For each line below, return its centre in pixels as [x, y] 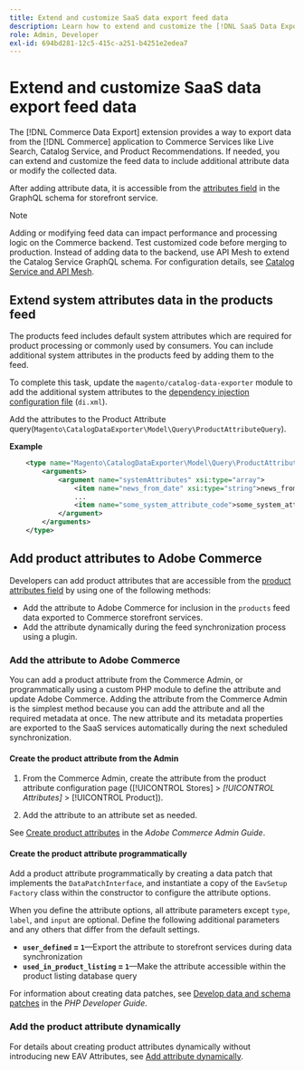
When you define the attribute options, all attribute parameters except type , [150, 911]
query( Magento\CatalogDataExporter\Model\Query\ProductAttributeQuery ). [148, 429]
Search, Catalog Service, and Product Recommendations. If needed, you [145, 151]
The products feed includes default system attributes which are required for [151, 336]
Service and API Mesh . [52, 272]
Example [26, 446]
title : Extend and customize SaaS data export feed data [119, 18]
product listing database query [80, 976]
